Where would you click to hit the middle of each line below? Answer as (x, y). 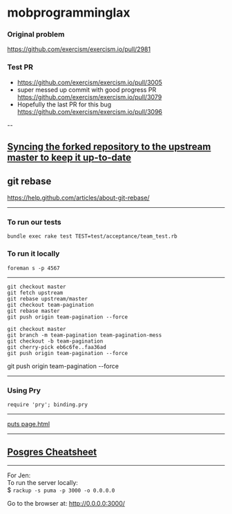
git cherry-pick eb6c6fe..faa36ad (57, 347)
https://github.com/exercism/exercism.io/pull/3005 (89, 82)
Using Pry (24, 390)
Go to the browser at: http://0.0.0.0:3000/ (66, 503)
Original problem (36, 35)
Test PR (20, 67)
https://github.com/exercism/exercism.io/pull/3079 (89, 97)
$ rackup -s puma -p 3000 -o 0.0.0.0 (61, 490)
